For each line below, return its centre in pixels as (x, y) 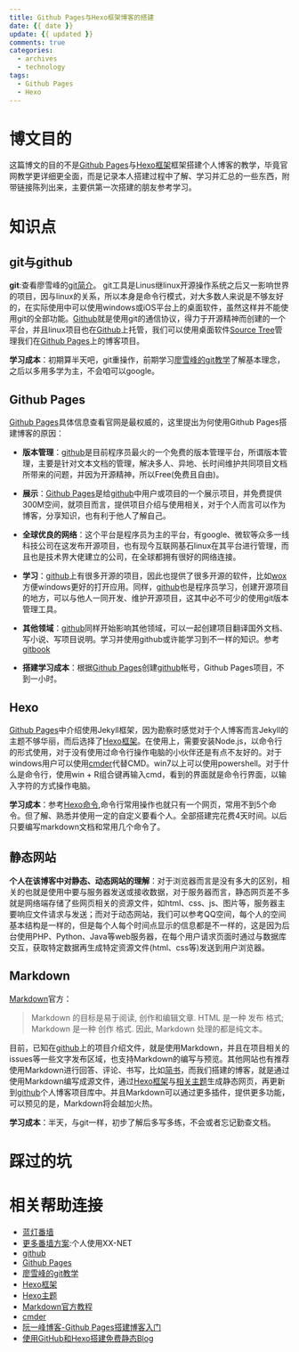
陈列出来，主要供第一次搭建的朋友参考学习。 (114, 187)
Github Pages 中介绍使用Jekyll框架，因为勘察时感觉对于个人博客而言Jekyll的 (149, 730)
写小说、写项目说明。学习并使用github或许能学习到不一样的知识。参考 (151, 639)
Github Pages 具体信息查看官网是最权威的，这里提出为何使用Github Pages (144, 422)
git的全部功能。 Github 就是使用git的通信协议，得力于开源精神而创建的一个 (151, 319)
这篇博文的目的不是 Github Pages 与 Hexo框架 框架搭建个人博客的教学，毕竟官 (149, 165)
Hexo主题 (40, 1295)
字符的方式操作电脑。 (56, 786)
